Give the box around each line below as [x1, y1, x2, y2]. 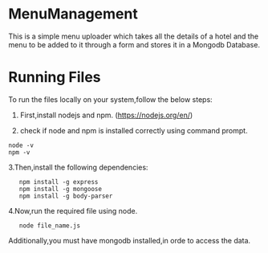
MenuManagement [8, 5, 138, 23]
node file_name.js [18, 222, 81, 230]
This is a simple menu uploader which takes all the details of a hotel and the [8, 31, 259, 41]
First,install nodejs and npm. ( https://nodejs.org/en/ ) [19, 110, 193, 120]
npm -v [8, 148, 30, 157]
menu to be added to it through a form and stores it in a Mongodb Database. [8, 39, 261, 49]
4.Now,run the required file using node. [8, 206, 138, 215]
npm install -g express [18, 178, 99, 186]
